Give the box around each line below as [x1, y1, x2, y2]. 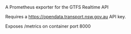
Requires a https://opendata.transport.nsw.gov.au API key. [5, 14, 126, 19]
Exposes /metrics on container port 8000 [5, 23, 91, 29]
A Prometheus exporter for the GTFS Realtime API [5, 4, 109, 10]
